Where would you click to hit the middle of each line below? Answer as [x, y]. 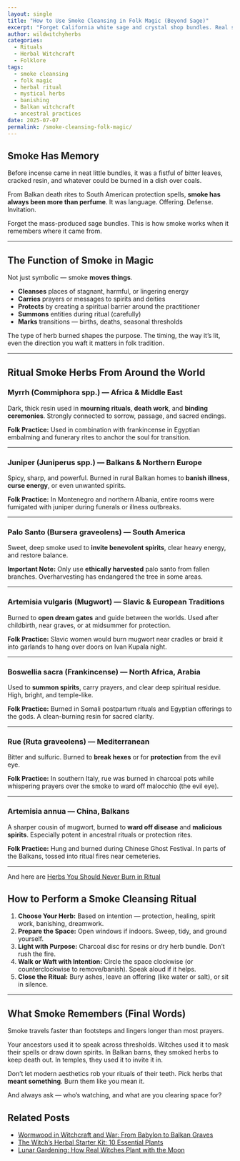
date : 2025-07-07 [33, 120]
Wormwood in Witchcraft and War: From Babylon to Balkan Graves [115, 1135]
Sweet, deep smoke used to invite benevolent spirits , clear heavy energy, [117, 548]
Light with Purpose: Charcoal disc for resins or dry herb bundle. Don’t [121, 947]
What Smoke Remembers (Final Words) [97, 1013]
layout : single [30, 14]
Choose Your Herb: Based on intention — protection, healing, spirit [116, 916]
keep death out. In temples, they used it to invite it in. [85, 1060]
